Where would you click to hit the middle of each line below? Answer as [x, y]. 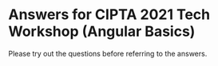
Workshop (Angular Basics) [102, 31]
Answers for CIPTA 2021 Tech [109, 15]
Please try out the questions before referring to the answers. [108, 53]
